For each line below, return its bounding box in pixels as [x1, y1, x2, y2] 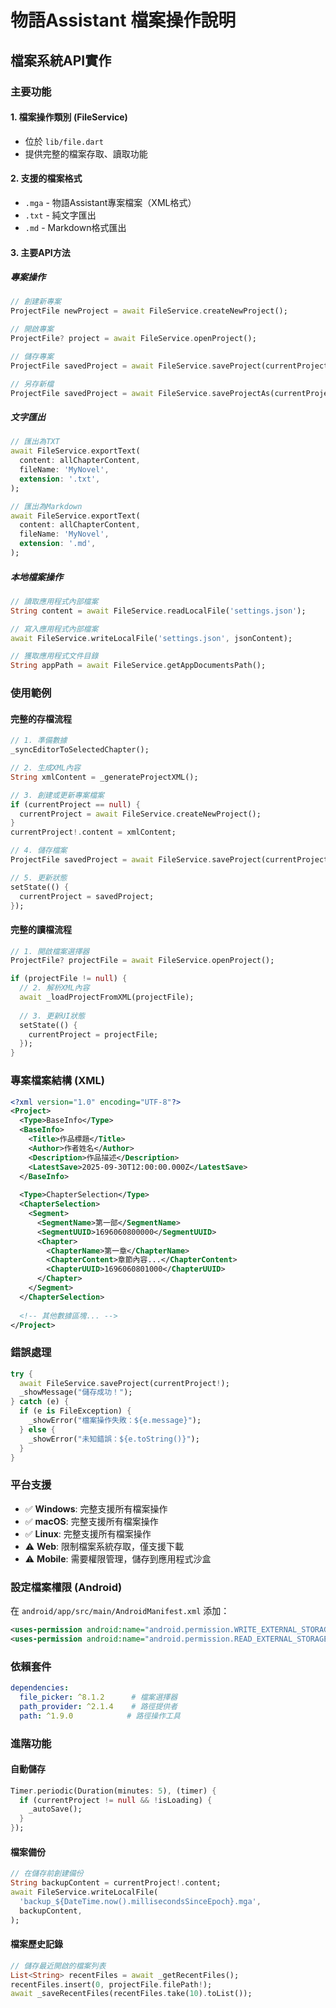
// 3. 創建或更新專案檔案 [10, 790, 105, 800]
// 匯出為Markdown [10, 501, 83, 511]
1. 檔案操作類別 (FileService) [10, 111, 128, 123]
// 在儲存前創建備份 [10, 1869, 84, 1879]
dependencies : [10, 1683, 70, 1693]
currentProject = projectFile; [28, 1029, 159, 1040]
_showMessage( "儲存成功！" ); [19, 1387, 133, 1398]
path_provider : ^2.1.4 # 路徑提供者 [19, 1701, 178, 1711]
